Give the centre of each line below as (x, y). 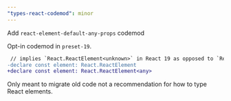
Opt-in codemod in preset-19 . (49, 46)
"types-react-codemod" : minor (51, 13)
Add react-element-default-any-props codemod (76, 33)
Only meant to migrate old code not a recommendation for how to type (107, 84)
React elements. (30, 91)
